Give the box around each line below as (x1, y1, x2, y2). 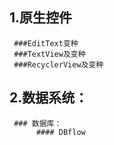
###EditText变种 (13, 38, 79, 48)
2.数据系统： (9, 89, 89, 107)
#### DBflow (35, 127, 86, 137)
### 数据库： (13, 118, 62, 128)
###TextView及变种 (13, 49, 86, 59)
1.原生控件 (9, 9, 73, 27)
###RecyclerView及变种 (13, 59, 104, 70)
